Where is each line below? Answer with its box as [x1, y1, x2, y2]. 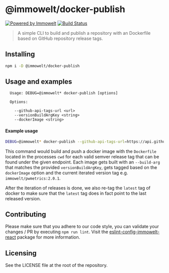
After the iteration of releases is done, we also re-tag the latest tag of [5, 185, 151, 191]
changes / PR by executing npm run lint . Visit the [5, 229, 109, 235]
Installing [5, 50, 35, 59]
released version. [5, 195, 41, 201]
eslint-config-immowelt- [109, 229, 160, 235]
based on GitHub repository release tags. [17, 35, 103, 41]
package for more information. [17, 234, 80, 240]
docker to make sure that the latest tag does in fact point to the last [5, 190, 147, 196]
